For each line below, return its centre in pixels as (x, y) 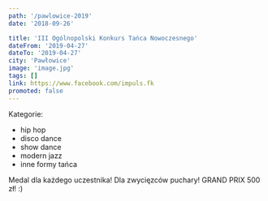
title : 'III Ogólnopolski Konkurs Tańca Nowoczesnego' (103, 38)
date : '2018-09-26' (41, 24)
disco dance (41, 138)
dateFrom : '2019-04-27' (49, 45)
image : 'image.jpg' (41, 68)
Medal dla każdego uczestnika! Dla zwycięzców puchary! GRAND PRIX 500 (134, 180)
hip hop (33, 130)
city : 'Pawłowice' (39, 61)
